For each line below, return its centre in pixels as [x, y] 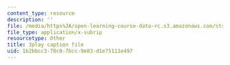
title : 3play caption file [46, 45]
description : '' [30, 20]
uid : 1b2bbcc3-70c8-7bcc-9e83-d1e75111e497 [70, 51]
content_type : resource [41, 13]
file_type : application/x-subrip [55, 32]
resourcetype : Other [37, 39]
